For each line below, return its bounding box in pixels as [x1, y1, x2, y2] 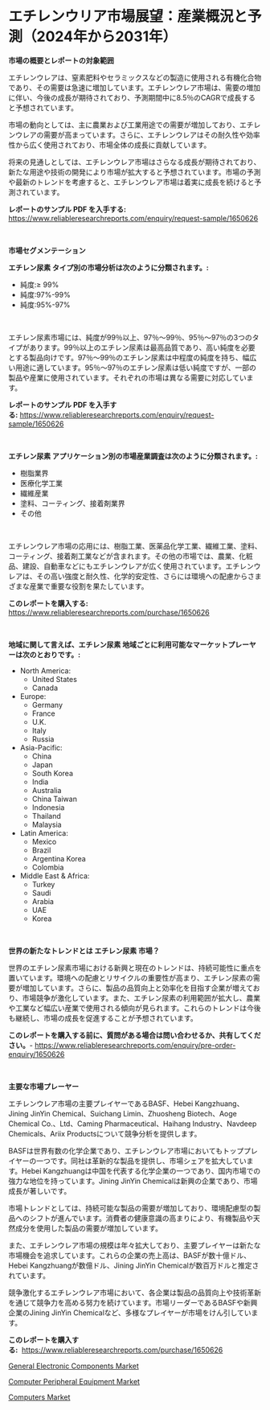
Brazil [31, 845, 51, 855]
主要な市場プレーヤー [8, 1081, 79, 1091]
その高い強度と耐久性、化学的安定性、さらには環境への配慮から [35, 571, 247, 581]
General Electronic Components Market [8, 1361, 139, 1371]
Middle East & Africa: [19, 870, 90, 881]
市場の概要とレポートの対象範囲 [8, 55, 114, 65]
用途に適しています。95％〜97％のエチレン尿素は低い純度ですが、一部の [14, 363, 257, 372]
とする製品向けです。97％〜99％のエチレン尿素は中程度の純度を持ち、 [8, 352, 243, 362]
